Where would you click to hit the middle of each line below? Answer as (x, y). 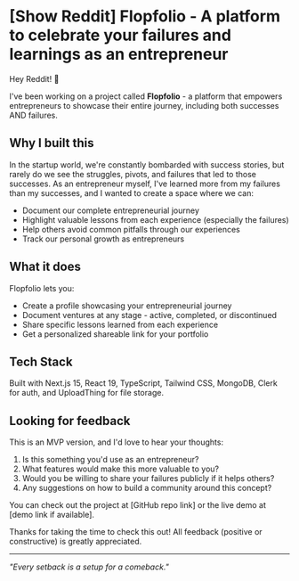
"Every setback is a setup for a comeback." (89, 567)
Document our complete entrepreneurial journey (111, 210)
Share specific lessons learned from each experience (120, 324)
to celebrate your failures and (120, 35)
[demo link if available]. (52, 515)
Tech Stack (41, 361)
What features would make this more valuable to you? (121, 469)
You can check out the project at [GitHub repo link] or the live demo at (138, 505)
